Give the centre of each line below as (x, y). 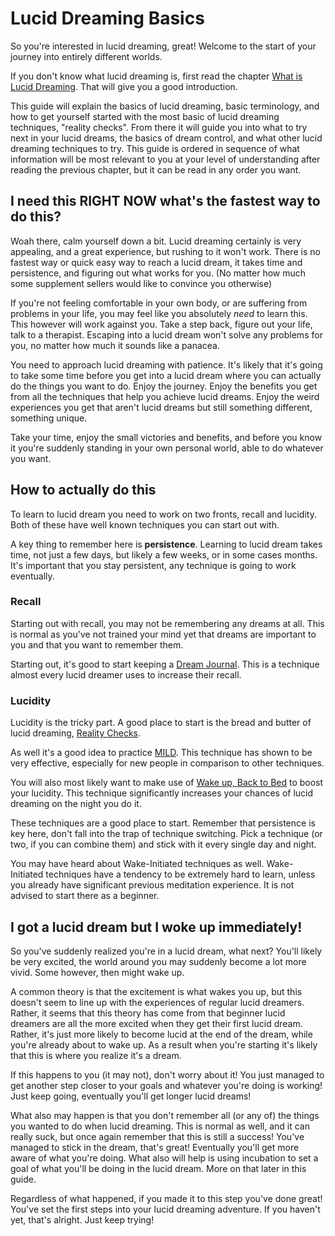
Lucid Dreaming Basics (107, 18)
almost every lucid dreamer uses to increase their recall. (126, 674)
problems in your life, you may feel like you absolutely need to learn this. (159, 313)
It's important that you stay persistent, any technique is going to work (153, 565)
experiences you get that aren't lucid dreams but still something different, (161, 407)
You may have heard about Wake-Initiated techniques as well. (137, 864)
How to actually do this (83, 490)
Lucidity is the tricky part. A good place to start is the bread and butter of (161, 723)
